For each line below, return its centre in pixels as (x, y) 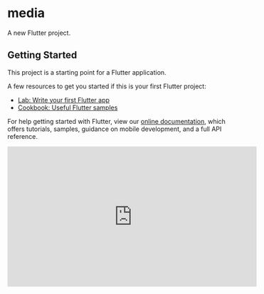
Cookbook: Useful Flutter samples (68, 107)
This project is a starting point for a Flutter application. (87, 72)
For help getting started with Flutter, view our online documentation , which (117, 121)
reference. (22, 136)
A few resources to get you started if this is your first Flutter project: (107, 86)
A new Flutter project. (39, 33)
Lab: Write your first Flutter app (64, 100)
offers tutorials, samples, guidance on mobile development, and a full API (115, 129)
